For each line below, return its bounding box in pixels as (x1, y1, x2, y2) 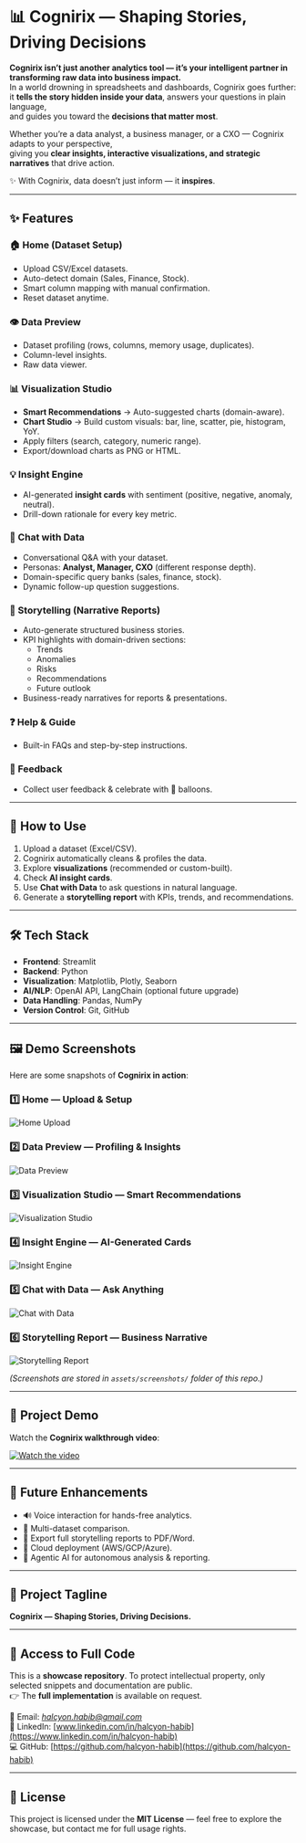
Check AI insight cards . (22, 872, 113, 883)
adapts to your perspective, (9, 138, 113, 149)
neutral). (22, 499, 55, 510)
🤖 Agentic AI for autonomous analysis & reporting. (22, 1552, 211, 1563)
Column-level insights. (22, 349, 107, 360)
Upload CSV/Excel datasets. (22, 263, 128, 274)
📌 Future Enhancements (9, 1485, 148, 1501)
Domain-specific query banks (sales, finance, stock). (22, 571, 222, 582)
